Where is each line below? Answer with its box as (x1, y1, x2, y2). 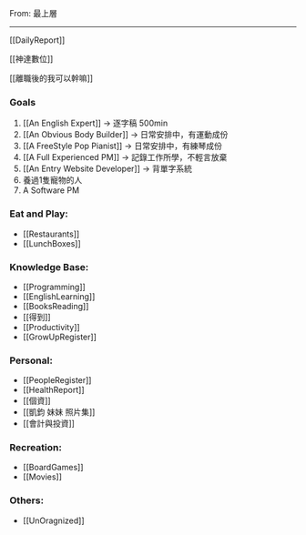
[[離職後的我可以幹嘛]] (9, 73, 94, 84)
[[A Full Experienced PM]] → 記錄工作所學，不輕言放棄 (22, 152, 228, 163)
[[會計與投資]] (22, 418, 76, 429)
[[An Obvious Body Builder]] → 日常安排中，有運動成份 (22, 129, 229, 140)
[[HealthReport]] (22, 385, 85, 396)
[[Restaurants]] (22, 228, 80, 239)
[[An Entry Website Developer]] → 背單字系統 (22, 163, 193, 175)
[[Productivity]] (22, 321, 80, 332)
